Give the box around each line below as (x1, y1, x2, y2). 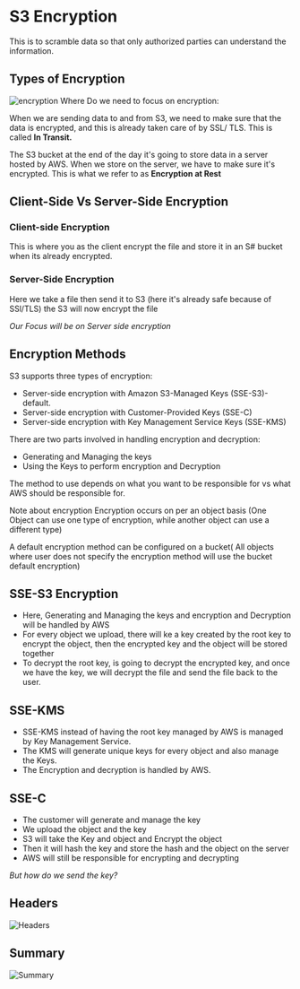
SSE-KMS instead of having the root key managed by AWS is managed (21, 726, 284, 737)
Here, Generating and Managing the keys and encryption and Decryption (21, 610, 291, 620)
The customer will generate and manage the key (21, 814, 201, 825)
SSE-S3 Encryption (9, 586, 119, 602)
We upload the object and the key (21, 823, 147, 835)
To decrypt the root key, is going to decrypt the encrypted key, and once (21, 657, 291, 669)
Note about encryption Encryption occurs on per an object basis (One (9, 505, 267, 516)
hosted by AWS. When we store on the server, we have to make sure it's (9, 159, 276, 169)
